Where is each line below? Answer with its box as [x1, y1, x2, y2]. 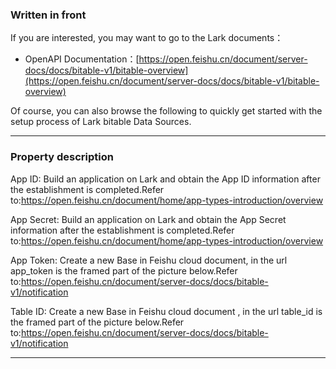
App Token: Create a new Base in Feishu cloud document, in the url [10, 254, 288, 266]
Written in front [10, 8, 87, 22]
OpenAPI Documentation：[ [24, 53, 140, 65]
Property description [10, 150, 114, 164]
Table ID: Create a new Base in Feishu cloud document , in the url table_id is [10, 305, 323, 317]
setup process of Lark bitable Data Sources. [10, 116, 192, 128]
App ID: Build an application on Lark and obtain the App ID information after [10, 173, 321, 185]
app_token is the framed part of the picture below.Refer [10, 264, 238, 277]
